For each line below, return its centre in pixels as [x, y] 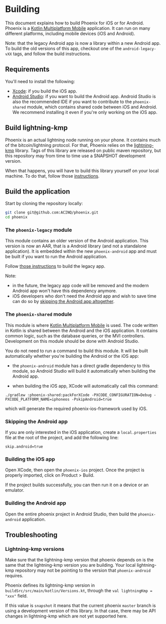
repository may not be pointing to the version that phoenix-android [83, 570]
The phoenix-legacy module [39, 230]
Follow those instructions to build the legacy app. [55, 266]
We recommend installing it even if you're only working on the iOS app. [85, 112]
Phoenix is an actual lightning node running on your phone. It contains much [83, 140]
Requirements [27, 69]
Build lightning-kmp [36, 128]
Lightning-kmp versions [35, 549]
